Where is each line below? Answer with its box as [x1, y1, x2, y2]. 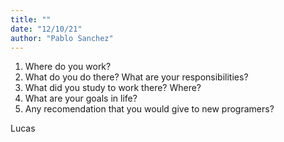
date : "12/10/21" [10, 24, 83, 34]
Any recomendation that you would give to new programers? [24, 103, 275, 115]
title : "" [10, 14, 52, 25]
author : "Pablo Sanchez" [10, 33, 114, 43]
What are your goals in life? [24, 92, 138, 105]
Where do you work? [24, 61, 112, 73]
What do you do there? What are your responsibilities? [24, 71, 249, 83]
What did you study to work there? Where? [24, 82, 202, 94]
